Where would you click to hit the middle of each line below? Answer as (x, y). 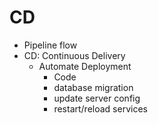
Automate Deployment (85, 66)
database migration (93, 87)
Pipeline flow (50, 45)
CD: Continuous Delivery (74, 55)
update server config (97, 98)
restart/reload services (100, 108)
